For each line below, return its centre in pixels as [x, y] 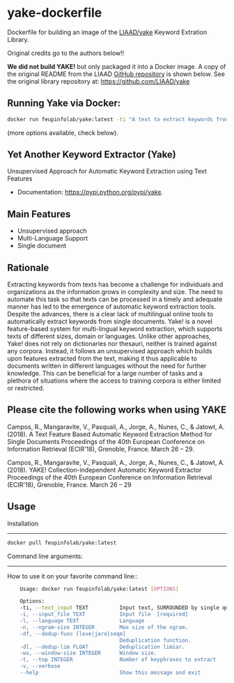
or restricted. [26, 388]
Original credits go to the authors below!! [66, 53]
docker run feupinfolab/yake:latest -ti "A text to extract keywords [110, 119]
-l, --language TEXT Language [82, 621]
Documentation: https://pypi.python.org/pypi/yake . [90, 192]
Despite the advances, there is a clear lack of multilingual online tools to [110, 314]
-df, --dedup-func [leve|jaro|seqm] [73, 634]
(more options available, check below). [63, 132]
